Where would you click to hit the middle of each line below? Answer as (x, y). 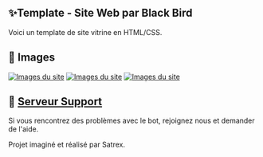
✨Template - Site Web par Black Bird (100, 13)
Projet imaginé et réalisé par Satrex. (67, 145)
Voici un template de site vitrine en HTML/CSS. (85, 32)
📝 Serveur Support (55, 102)
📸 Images (32, 58)
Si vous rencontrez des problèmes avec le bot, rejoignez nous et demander (131, 121)
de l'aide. (24, 129)
